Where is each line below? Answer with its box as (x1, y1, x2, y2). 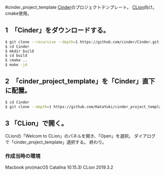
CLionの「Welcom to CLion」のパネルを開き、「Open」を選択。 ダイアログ (5, 133, 156, 139)
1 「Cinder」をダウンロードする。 (5, 26, 110, 34)
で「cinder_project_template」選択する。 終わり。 (5, 139, 107, 145)
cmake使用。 (5, 10, 32, 16)
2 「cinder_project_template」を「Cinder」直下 (5, 77, 156, 86)
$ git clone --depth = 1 (5, 104, 52, 109)
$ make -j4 (5, 62, 27, 67)
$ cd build (5, 53, 27, 58)
